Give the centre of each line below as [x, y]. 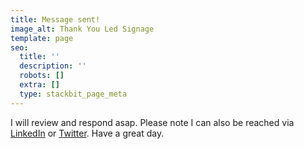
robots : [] [42, 76]
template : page [42, 38]
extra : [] [39, 85]
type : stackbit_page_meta [73, 94]
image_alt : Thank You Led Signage [82, 29]
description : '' [53, 66]
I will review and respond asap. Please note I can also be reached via [152, 122]
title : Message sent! [55, 19]
